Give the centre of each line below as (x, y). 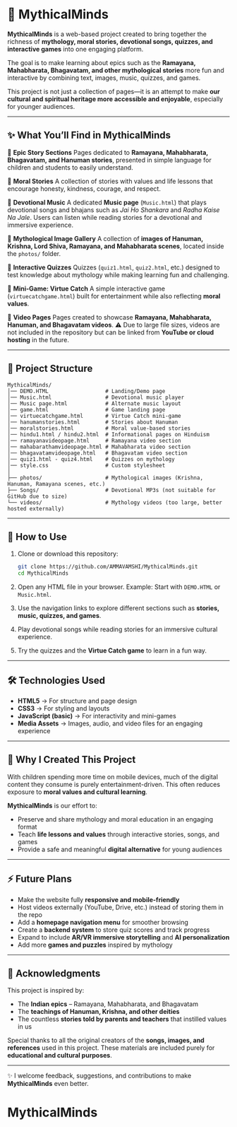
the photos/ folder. (34, 253)
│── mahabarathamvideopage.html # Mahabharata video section (99, 447)
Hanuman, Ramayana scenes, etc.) (56, 484)
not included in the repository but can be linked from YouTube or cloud (111, 332)
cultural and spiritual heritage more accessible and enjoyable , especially (115, 99)
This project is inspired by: (46, 991)
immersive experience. (41, 225)
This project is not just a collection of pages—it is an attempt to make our (114, 91)
